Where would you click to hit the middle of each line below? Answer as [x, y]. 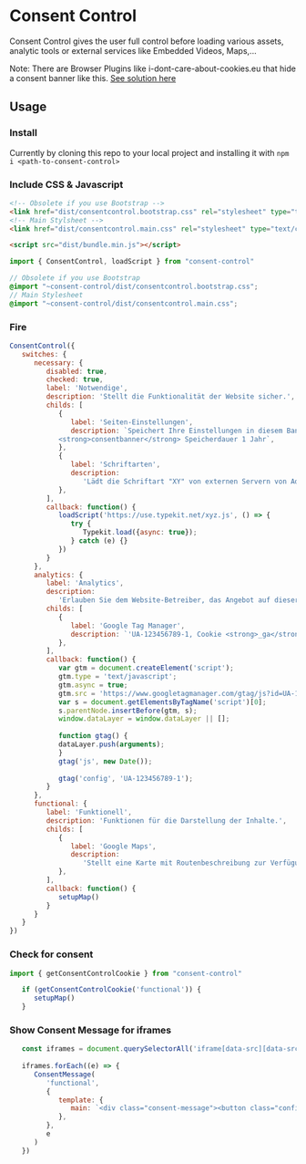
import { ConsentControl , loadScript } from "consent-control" [132, 262]
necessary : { [58, 363]
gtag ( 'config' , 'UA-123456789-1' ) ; [126, 778]
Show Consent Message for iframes [90, 1030]
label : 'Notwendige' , [87, 389]
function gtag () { [93, 736]
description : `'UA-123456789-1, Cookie [146, 634]
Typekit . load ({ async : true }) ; [140, 533]
